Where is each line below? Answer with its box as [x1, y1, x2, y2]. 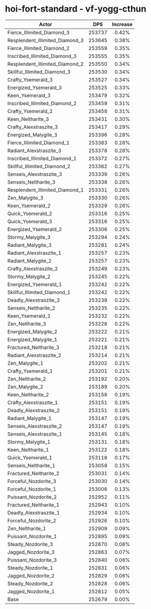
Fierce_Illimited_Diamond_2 [7, 45, 70, 51]
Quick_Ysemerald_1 [7, 454, 53, 461]
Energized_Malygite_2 [7, 328, 58, 335]
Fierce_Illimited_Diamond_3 [7, 29, 70, 36]
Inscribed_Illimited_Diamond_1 [7, 155, 77, 162]
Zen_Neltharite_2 [7, 375, 46, 382]
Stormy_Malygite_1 [7, 438, 51, 445]
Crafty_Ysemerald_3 [7, 76, 53, 83]
